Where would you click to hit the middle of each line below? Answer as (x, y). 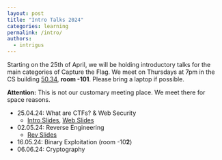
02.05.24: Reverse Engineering (60, 128)
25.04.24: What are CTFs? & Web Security (77, 113)
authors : (19, 39)
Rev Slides (42, 135)
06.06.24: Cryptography (51, 149)
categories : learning (38, 26)
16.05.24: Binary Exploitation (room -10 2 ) (74, 142)
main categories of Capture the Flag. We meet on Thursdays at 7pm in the (111, 72)
